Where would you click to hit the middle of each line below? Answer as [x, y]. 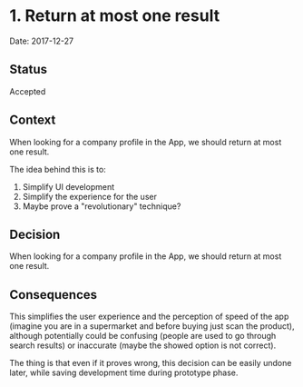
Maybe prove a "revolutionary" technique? [102, 206]
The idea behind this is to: [58, 169]
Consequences [54, 295]
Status [29, 69]
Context [33, 120]
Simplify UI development [68, 186]
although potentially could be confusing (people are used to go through [143, 336]
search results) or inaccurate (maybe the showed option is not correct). [143, 345]
